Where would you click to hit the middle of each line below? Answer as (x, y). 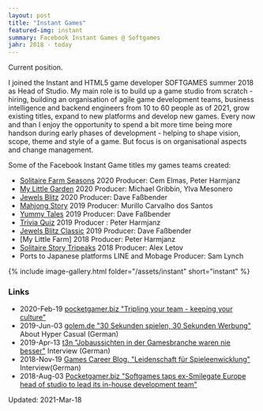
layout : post (30, 15)
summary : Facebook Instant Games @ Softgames (84, 38)
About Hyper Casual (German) (69, 334)
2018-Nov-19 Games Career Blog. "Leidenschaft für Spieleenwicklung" (135, 360)
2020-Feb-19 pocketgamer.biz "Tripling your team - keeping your (126, 309)
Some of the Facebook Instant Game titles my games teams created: (120, 165)
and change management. (51, 150)
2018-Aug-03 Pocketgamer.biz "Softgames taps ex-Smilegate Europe (133, 376)
